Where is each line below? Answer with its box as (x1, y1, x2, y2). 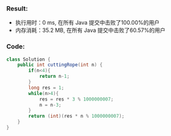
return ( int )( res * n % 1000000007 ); (28, 113, 124, 119)
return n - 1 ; (39, 74, 70, 80)
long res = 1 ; (28, 85, 64, 91)
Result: (6, 4, 28, 13)
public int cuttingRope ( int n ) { (17, 62, 103, 68)
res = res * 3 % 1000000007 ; (39, 96, 114, 102)
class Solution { (6, 56, 51, 62)
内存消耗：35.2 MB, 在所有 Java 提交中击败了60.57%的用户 (15, 26, 165, 34)
